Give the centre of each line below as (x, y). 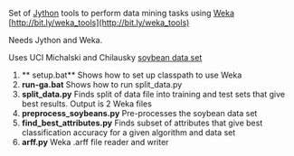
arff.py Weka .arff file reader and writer (95, 142)
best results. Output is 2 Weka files (87, 104)
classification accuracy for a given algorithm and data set (128, 133)
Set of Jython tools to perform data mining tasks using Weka (122, 13)
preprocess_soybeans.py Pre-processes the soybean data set (139, 113)
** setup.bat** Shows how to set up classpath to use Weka (132, 75)
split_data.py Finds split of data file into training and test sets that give (153, 94)
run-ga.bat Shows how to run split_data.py (102, 84)
